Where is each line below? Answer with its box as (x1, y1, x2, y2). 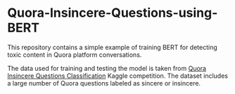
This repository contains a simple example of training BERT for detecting (7, 43, 218, 51)
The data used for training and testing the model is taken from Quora (7, 64, 206, 72)
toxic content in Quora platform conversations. (7, 51, 142, 59)
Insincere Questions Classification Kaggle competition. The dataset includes (7, 72, 229, 80)
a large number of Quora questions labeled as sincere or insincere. (7, 79, 201, 87)
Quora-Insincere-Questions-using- (7, 5, 218, 21)
